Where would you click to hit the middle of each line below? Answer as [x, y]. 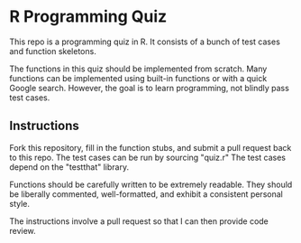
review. [23, 230]
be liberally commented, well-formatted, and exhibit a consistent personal [146, 194]
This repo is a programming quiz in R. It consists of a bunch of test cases [145, 42]
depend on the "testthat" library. [69, 167]
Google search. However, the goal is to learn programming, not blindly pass [150, 88]
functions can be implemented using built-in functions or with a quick [138, 78]
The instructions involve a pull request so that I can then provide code [139, 221]
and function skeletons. [53, 51]
